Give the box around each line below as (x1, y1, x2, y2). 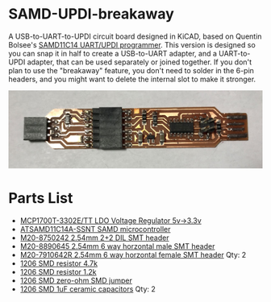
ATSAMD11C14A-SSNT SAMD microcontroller (19, 224, 171, 234)
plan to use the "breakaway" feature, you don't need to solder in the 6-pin (8, 65, 254, 75)
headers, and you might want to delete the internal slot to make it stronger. (8, 74, 256, 84)
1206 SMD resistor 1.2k (19, 267, 97, 276)
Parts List (8, 189, 73, 208)
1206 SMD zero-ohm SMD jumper (19, 275, 133, 285)
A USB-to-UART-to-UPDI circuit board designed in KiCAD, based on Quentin (8, 31, 262, 41)
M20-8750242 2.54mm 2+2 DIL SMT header (19, 233, 169, 242)
